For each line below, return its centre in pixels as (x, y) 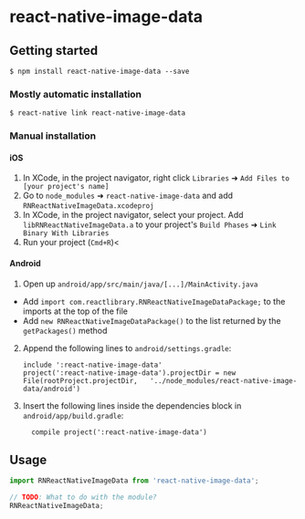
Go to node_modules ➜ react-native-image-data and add (128, 196)
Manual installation (53, 136)
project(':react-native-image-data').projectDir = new (129, 373)
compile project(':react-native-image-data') (119, 432)
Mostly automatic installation (76, 94)
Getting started (54, 51)
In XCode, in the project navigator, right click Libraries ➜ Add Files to (156, 178)
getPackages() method (65, 330)
